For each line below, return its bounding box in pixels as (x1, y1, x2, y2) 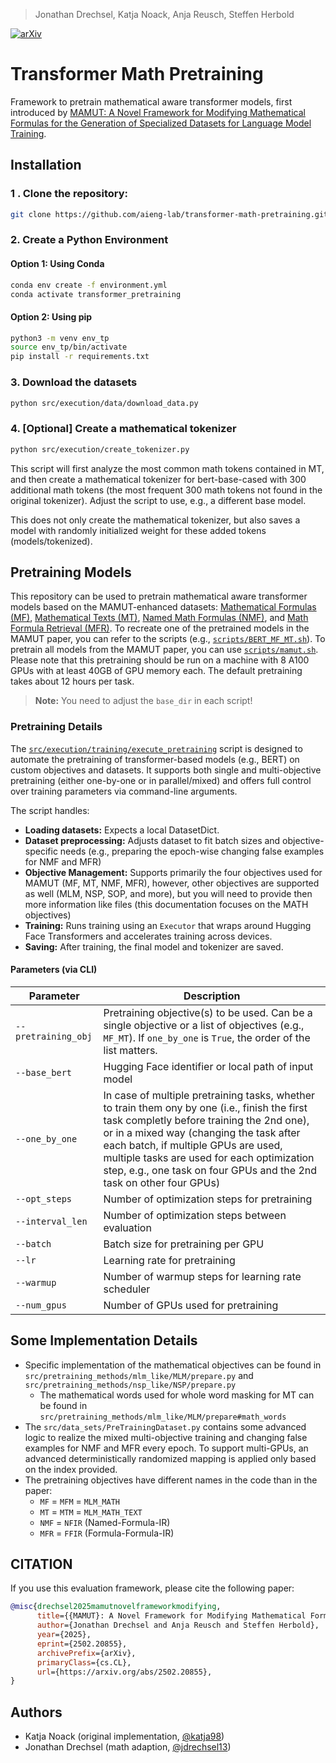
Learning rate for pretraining (103, 1253, 236, 1267)
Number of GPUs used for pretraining (103, 1298, 279, 1312)
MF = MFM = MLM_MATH (39, 1495, 120, 1507)
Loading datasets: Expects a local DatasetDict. (24, 824, 220, 836)
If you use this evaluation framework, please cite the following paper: (10, 1582, 295, 1594)
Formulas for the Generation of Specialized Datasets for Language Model (10, 117, 312, 129)
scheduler (103, 1282, 151, 1296)
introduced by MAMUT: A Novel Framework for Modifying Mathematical (10, 106, 306, 118)
